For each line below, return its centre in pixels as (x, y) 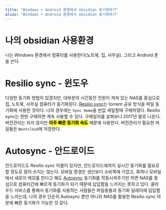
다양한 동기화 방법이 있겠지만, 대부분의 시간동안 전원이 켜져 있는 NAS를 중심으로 (83, 98)
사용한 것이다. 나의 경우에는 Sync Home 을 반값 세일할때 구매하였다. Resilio (89, 110)
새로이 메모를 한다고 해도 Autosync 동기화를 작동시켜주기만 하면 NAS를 (83, 178)
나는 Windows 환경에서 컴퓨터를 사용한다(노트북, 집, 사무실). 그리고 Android (79, 55)
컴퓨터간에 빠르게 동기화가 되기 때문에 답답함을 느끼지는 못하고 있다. (84, 184)
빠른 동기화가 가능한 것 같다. (41, 203)
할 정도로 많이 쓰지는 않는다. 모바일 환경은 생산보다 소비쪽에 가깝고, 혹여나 (77, 172)
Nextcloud (28, 130)
